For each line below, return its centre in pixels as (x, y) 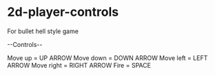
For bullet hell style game (43, 31)
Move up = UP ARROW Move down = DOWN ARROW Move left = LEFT (107, 58)
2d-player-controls (63, 12)
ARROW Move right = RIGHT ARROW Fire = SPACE (79, 65)
